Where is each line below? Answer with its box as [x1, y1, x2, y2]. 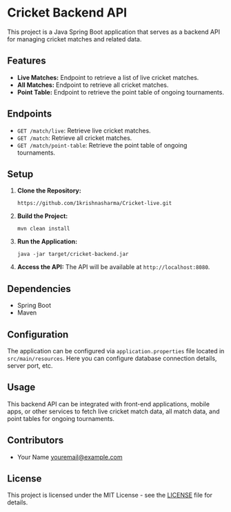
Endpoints [7, 108, 52, 120]
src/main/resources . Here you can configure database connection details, [7, 354, 217, 362]
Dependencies [7, 283, 71, 295]
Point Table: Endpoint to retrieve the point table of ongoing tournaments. [17, 88, 224, 96]
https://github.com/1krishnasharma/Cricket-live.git [17, 200, 172, 207]
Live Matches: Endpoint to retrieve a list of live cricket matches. [17, 73, 199, 81]
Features [7, 55, 46, 67]
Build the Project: [17, 212, 68, 220]
